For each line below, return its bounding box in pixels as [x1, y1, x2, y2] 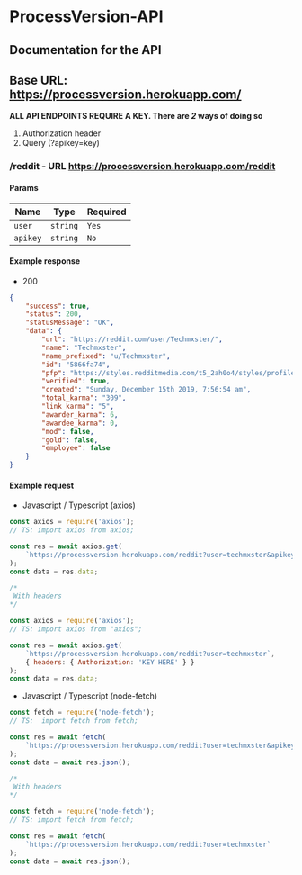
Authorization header [22, 128, 102, 139]
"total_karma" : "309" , [41, 393, 127, 402]
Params [9, 182, 39, 193]
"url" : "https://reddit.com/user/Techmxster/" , [41, 335, 223, 344]
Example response [9, 256, 81, 266]
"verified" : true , [41, 376, 111, 386]
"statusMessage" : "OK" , [25, 318, 115, 328]
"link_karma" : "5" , [41, 402, 115, 411]
